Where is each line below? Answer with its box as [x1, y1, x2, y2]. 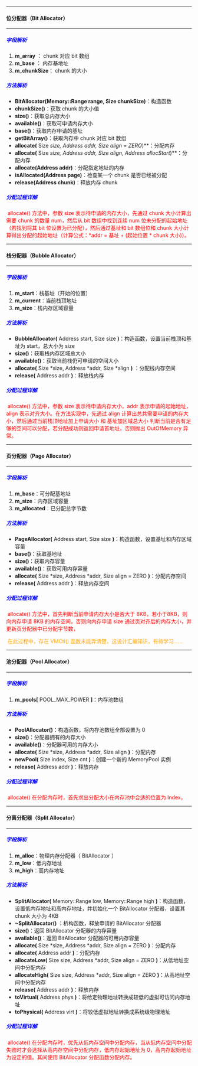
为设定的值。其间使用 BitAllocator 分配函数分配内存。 [6, 1054, 136, 1061]
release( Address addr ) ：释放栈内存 [14, 372, 104, 379]
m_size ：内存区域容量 [14, 497, 69, 505]
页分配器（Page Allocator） [6, 452, 74, 459]
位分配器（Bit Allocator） [6, 14, 68, 21]
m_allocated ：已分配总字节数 [14, 505, 87, 512]
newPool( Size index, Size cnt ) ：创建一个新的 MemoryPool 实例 [14, 756, 171, 763]
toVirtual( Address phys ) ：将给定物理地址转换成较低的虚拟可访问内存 [14, 993, 186, 1000]
